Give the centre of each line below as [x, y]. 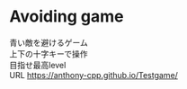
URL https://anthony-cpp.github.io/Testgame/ [93, 75]
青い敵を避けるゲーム [49, 42]
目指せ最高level [38, 65]
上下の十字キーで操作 [49, 53]
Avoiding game [67, 17]
